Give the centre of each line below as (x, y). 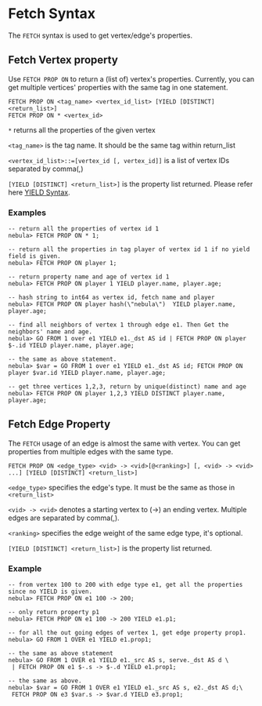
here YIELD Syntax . (39, 192)
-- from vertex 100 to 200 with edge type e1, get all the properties (126, 585)
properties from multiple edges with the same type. (91, 451)
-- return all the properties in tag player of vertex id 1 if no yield (129, 249)
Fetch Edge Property (59, 424)
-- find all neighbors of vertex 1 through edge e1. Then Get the (118, 325)
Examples (27, 213)
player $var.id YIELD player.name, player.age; (87, 373)
